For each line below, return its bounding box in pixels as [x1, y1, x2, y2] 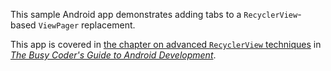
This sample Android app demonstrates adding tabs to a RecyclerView [10, 9, 298, 20]
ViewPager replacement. [38, 19, 136, 31]
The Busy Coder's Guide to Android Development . [10, 49, 217, 61]
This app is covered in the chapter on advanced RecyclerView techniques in [10, 39, 322, 50]
